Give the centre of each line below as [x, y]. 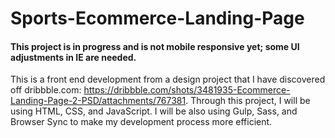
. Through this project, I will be [248, 101]
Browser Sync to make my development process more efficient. [141, 122]
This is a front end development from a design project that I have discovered [168, 79]
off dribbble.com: [46, 90]
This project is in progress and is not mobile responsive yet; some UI [155, 46]
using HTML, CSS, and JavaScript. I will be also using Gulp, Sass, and [154, 111]
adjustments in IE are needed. [73, 57]
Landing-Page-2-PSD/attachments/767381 [98, 101]
